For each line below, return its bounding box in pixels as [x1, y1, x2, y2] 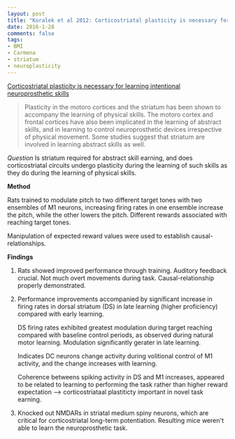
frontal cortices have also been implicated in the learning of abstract [24, 117, 222, 126]
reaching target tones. [7, 218, 71, 227]
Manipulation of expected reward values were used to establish [7, 231, 190, 240]
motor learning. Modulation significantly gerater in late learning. [17, 338, 201, 346]
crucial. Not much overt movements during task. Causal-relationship [17, 273, 215, 282]
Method [7, 182, 31, 190]
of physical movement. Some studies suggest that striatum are [24, 133, 205, 141]
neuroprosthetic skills [7, 89, 70, 97]
